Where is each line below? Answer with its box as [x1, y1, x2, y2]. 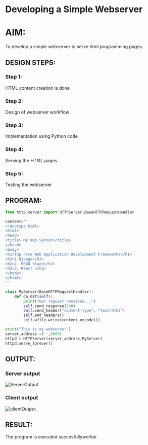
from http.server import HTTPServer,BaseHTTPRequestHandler [5, 209, 135, 215]
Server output [5, 370, 40, 377]
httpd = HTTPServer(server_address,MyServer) [5, 336, 103, 341]
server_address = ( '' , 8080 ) [5, 331, 62, 337]
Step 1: [5, 73, 22, 81]
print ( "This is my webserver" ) [5, 327, 71, 332]
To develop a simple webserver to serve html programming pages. [5, 44, 143, 50]
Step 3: [5, 122, 24, 129]
